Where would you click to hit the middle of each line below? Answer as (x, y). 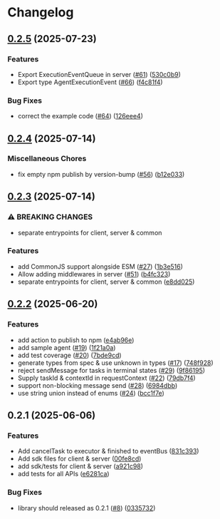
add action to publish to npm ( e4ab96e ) (76, 340)
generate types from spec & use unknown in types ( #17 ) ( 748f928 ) (115, 363)
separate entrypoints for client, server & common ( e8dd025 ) (106, 282)
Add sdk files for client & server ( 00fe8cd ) (79, 459)
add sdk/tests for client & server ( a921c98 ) (80, 466)
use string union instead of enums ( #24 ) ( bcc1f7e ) (91, 393)
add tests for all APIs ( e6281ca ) (63, 474)
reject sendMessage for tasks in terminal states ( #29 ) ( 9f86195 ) (111, 370)
